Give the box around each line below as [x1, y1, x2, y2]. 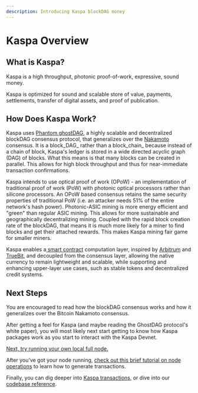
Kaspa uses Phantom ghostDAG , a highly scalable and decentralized [6, 129, 173, 136]
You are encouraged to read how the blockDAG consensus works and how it [6, 304, 192, 311]
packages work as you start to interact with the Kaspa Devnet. [6, 334, 157, 341]
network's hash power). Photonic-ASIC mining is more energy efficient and [6, 204, 189, 211]
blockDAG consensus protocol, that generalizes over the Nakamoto [6, 136, 170, 143]
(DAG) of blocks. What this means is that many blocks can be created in [6, 154, 181, 162]
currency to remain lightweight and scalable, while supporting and [6, 258, 167, 265]
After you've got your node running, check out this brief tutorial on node [6, 357, 181, 364]
